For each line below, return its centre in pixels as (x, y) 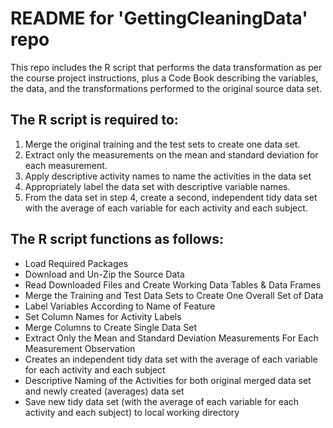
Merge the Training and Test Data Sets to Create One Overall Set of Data (174, 295)
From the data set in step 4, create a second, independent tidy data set (171, 197)
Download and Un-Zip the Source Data (104, 274)
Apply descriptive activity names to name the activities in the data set (168, 176)
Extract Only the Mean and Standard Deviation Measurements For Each (171, 338)
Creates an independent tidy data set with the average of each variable (171, 359)
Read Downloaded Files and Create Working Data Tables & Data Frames (173, 284)
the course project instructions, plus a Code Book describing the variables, (164, 78)
